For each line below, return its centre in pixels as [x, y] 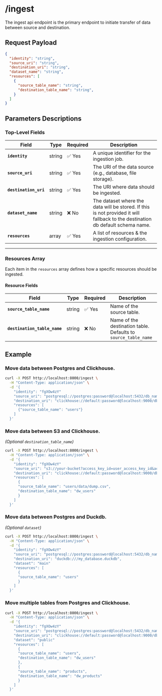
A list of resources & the [120, 232]
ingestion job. [108, 159]
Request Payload [31, 43]
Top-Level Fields [25, 132]
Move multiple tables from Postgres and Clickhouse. [67, 603]
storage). [103, 179]
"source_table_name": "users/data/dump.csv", [64, 487]
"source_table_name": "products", [53, 671]
